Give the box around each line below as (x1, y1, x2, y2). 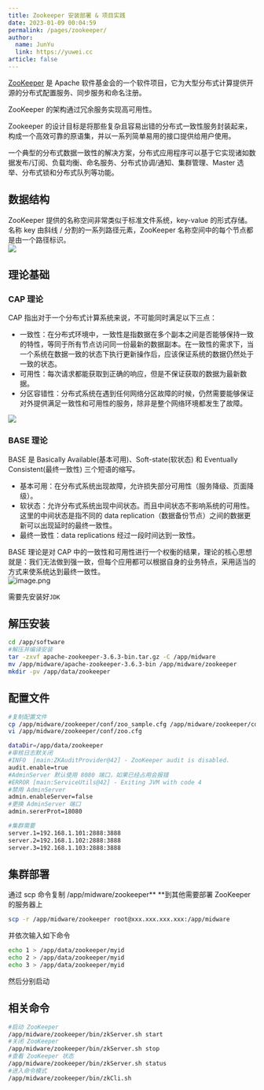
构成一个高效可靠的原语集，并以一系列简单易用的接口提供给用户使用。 (8, 131, 236, 140)
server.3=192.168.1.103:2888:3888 (8, 843, 122, 851)
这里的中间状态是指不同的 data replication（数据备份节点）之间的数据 (19, 510, 244, 520)
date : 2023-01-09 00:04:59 (8, 19, 97, 27)
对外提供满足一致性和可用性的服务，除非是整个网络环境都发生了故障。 (19, 399, 247, 408)
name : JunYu (15, 41, 55, 49)
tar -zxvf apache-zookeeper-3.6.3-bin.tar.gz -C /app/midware (8, 653, 216, 662)
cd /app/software (8, 639, 65, 647)
